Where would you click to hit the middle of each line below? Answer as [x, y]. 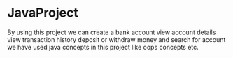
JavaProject [43, 13]
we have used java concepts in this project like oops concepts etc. [103, 47]
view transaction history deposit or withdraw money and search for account [116, 39]
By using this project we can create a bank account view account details [112, 32]
